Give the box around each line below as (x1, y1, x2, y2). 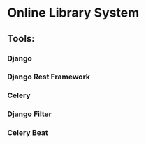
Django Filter (7, 109, 52, 119)
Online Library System (7, 5, 140, 21)
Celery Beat (7, 128, 48, 138)
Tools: (7, 33, 35, 45)
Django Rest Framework (7, 72, 91, 81)
